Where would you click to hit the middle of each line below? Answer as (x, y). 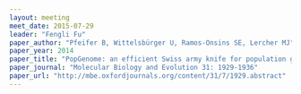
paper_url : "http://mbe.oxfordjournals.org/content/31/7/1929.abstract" (148, 76)
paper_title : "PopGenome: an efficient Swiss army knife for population (148, 59)
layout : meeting (39, 17)
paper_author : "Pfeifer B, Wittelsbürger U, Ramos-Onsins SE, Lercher (144, 43)
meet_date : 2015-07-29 (52, 26)
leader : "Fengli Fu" (48, 34)
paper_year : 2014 (42, 51)
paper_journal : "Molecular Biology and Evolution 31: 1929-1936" (133, 68)
